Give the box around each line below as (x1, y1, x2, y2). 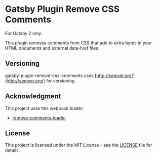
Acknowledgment (5, 92, 61, 101)
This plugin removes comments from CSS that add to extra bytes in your (5, 39, 152, 45)
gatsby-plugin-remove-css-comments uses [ (5, 73, 97, 78)
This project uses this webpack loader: (5, 105, 84, 111)
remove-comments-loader (12, 115, 66, 120)
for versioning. (46, 78, 76, 83)
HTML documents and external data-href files (5, 45, 99, 51)
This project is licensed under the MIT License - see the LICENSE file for (5, 142, 152, 148)
